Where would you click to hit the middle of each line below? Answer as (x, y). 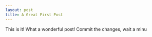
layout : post (19, 10)
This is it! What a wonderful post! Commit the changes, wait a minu (76, 29)
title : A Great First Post (34, 15)
